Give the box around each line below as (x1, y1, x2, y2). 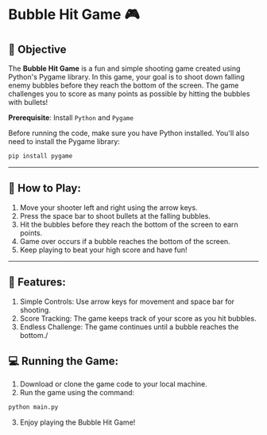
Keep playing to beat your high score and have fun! (19, 245, 188, 254)
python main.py (8, 403, 59, 411)
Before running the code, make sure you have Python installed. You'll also (8, 128, 250, 138)
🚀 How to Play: (8, 181, 81, 195)
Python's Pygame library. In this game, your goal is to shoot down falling (8, 72, 245, 81)
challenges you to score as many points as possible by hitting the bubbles (8, 89, 250, 99)
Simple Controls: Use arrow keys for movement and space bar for (19, 297, 235, 306)
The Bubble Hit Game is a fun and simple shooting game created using (8, 64, 241, 73)
